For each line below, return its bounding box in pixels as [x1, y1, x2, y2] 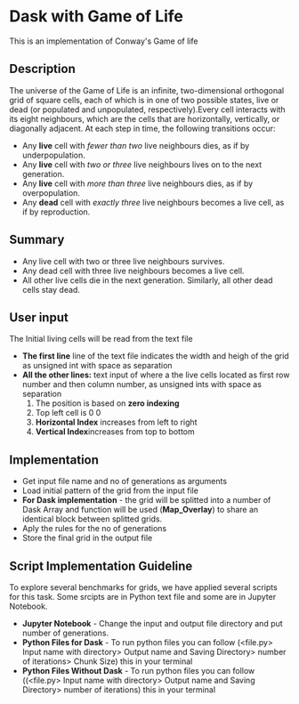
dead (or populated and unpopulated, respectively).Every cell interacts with [9, 104, 287, 115]
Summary [9, 232, 65, 247]
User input [9, 310, 69, 325]
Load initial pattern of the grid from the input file [21, 485, 198, 496]
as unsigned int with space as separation [21, 360, 173, 371]
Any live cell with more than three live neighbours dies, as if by [21, 178, 254, 189]
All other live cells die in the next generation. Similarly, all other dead [21, 274, 273, 286]
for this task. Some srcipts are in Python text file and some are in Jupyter [9, 592, 277, 602]
